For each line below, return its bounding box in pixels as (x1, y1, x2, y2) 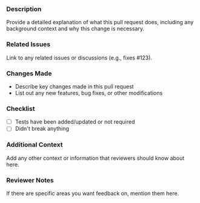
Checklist (6, 104, 35, 113)
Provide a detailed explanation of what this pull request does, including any (6, 19, 194, 26)
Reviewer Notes (6, 176, 54, 184)
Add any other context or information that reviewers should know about (6, 154, 185, 162)
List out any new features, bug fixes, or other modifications (15, 89, 163, 96)
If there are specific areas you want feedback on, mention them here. (6, 190, 179, 197)
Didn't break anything (15, 125, 70, 132)
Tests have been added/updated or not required (15, 118, 135, 125)
